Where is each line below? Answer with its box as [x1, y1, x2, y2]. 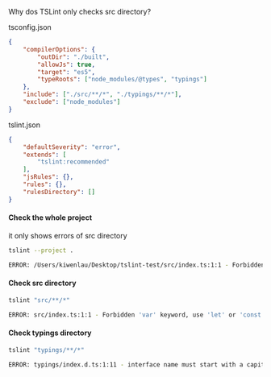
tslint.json [8, 120, 40, 130]
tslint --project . [8, 246, 74, 255]
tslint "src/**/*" [8, 296, 70, 304]
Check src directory [8, 278, 77, 288]
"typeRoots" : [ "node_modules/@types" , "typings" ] [37, 76, 207, 84]
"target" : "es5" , [37, 68, 95, 76]
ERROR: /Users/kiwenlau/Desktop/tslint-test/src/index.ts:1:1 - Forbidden [8, 261, 265, 269]
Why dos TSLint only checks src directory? [8, 7, 152, 16]
